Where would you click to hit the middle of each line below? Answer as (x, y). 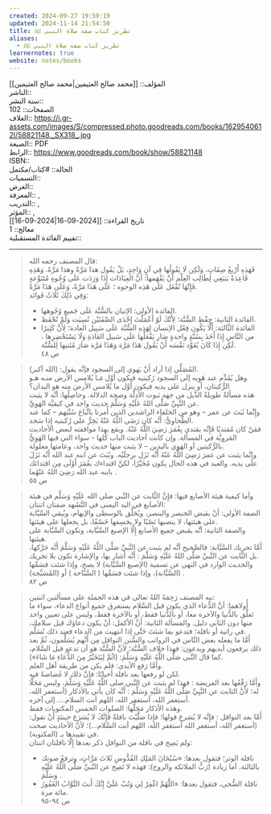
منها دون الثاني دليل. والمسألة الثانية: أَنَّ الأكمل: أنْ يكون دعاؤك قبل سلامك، (140, 622)
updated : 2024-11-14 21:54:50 (60, 23)
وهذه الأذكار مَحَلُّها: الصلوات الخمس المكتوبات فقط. (106, 708)
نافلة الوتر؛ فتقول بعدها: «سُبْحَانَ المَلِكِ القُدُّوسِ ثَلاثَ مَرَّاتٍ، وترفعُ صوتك (147, 758)
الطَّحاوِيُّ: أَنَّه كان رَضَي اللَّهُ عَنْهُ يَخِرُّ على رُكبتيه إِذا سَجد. (111, 420)
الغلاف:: (21, 118)
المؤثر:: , (22, 212)
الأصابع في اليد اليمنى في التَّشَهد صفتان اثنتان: (97, 504)
